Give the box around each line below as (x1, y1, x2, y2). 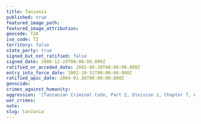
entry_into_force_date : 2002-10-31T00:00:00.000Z (6, 70, 133, 76)
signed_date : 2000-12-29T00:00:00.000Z (6, 58, 106, 64)
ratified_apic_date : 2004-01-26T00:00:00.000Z (6, 75, 124, 81)
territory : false (6, 42, 50, 48)
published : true (6, 14, 47, 20)
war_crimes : (6, 97, 36, 103)
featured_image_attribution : (6, 25, 79, 32)
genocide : (6, 81, 31, 87)
